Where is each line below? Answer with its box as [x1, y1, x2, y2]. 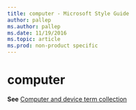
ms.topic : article [7, 36, 61, 43]
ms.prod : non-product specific [7, 42, 98, 49]
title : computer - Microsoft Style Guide [7, 10, 130, 17]
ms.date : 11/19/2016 [7, 29, 68, 37]
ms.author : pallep [7, 23, 61, 30]
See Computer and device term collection [7, 95, 128, 103]
